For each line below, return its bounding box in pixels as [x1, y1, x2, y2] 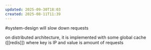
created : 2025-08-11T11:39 [5, 12, 61, 17]
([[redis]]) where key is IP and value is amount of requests [5, 39, 124, 45]
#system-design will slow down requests [5, 25, 89, 31]
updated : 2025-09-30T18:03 [5, 7, 61, 12]
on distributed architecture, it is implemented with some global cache [5, 34, 147, 40]
